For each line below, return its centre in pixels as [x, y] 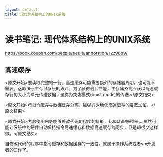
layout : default [21, 9]
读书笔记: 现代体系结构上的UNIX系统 [78, 40]
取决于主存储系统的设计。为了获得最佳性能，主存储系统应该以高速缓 [90, 88]
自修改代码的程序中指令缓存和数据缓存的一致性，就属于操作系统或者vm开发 [81, 144]
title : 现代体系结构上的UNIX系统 [35, 14]
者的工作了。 [18, 150]
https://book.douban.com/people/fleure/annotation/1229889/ [66, 53]
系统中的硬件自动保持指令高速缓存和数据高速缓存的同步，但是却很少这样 [86, 127]
